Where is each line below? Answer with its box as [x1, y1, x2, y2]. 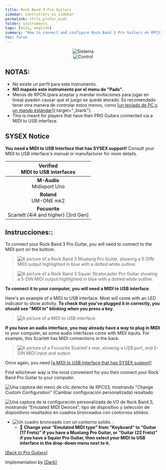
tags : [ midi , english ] [5, 26, 52, 31]
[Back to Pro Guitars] [5, 450, 48, 456]
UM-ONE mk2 [31, 197, 65, 204]
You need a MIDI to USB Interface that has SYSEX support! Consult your [5, 145, 155, 151]
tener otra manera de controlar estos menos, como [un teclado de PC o [12, 102, 158, 108]
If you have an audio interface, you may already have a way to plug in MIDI [5, 325, 161, 331]
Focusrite [37, 205, 60, 212]
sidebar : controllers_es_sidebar [5, 12, 74, 17]
